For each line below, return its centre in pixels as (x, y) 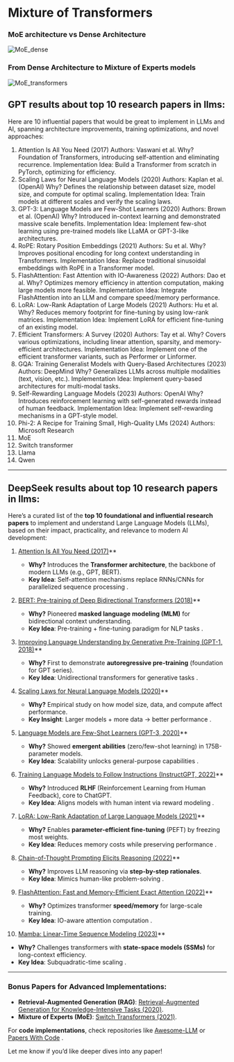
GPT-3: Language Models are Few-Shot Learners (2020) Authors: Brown (122, 209)
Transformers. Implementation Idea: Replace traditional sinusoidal (112, 260)
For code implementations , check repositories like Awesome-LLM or (107, 1030)
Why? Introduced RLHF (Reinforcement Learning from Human (117, 788)
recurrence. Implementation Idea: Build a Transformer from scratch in (117, 164)
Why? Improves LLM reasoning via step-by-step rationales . (115, 872)
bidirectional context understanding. (80, 621)
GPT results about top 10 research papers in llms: (117, 105)
